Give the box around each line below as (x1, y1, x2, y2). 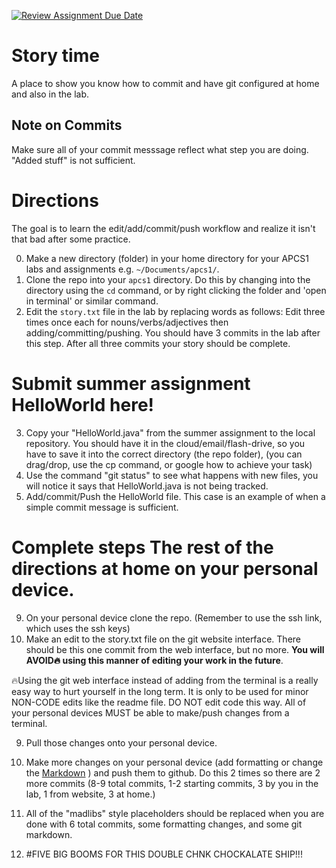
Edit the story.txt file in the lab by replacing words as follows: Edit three (25, 305, 326, 317)
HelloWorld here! (11, 393, 155, 416)
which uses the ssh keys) (25, 622, 131, 634)
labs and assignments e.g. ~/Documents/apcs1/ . (25, 263, 220, 275)
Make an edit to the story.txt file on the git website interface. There (25, 633, 302, 645)
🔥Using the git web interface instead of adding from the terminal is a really (11, 674, 319, 686)
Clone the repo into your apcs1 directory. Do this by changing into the (25, 273, 311, 285)
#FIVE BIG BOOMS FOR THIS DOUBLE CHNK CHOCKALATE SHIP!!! (25, 848, 303, 860)
